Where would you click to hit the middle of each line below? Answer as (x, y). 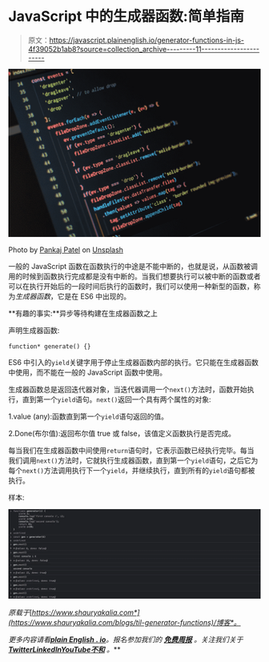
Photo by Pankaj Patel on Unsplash (66, 250)
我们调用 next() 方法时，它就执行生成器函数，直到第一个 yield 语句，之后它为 (133, 460)
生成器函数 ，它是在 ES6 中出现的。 (73, 296)
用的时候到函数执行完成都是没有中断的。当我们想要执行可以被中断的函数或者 (134, 276)
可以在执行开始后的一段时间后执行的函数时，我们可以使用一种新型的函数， (131, 286)
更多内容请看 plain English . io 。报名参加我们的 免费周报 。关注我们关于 (126, 639)
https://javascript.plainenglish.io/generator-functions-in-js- (147, 40)
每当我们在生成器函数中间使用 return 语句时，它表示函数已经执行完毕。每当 (131, 450)
